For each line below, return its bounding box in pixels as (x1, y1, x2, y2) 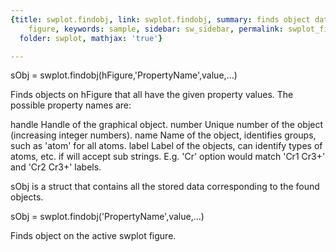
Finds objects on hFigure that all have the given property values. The (10, 89, 294, 101)
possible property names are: (10, 99, 132, 111)
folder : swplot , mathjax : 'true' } (19, 33, 163, 43)
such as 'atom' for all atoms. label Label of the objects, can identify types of (10, 140, 323, 152)
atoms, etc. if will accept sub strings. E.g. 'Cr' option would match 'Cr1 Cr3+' (10, 151, 326, 163)
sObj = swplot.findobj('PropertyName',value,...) (10, 211, 205, 223)
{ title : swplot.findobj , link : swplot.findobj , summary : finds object (10, 14, 311, 25)
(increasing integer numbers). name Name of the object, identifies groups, (10, 129, 317, 141)
